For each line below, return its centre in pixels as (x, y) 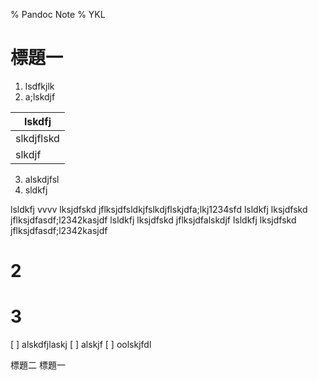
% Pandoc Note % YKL (58, 14)
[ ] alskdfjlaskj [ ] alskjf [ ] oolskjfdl (81, 345)
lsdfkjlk (39, 86)
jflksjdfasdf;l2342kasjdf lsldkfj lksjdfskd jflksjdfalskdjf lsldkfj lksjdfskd (153, 220)
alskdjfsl (42, 179)
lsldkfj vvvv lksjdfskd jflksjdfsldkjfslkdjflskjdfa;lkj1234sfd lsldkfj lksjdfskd (159, 209)
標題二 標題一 (38, 365)
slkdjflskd (37, 138)
